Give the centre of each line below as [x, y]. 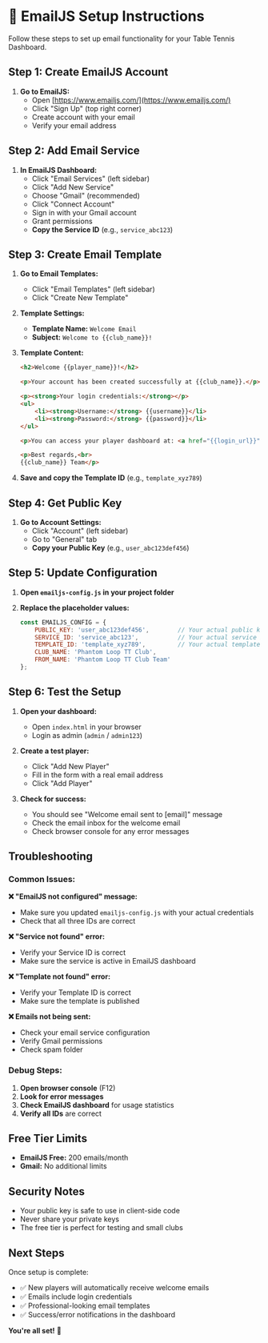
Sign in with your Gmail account [84, 212]
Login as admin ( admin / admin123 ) [87, 735]
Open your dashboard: [58, 711]
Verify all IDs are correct [61, 1113]
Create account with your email [84, 117]
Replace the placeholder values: [74, 607]
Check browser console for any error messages [110, 831]
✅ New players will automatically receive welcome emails [114, 1288]
